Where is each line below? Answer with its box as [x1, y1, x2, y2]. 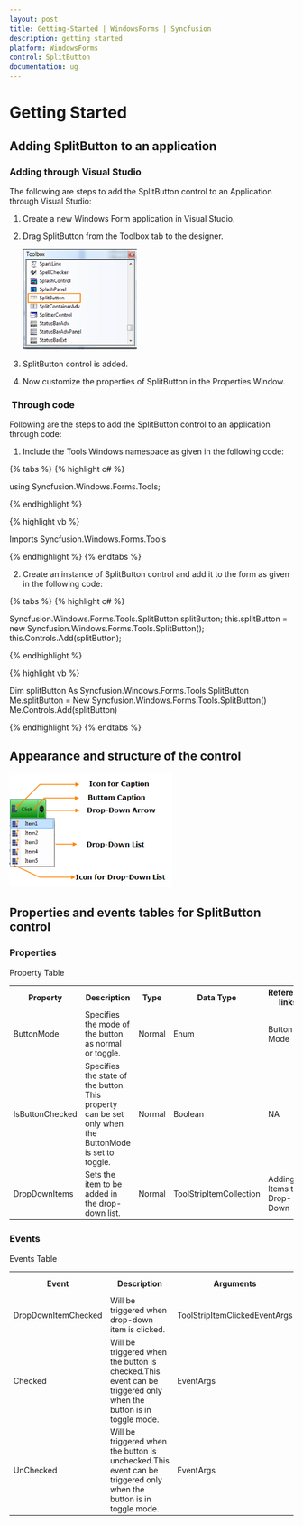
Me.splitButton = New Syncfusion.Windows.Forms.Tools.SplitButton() [9, 695, 268, 706]
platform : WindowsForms [9, 43, 99, 52]
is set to [85, 1147, 115, 1158]
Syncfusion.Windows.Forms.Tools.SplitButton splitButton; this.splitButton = [9, 613, 289, 624]
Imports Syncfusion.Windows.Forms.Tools [9, 534, 167, 545]
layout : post [9, 14, 59, 24]
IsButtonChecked [13, 1108, 78, 1119]
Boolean [172, 1108, 205, 1119]
